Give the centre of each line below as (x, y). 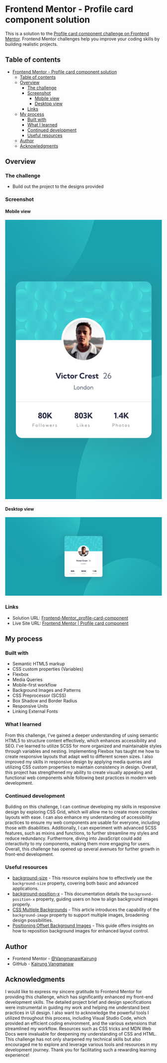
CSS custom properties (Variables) (48, 669)
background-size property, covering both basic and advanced (75, 883)
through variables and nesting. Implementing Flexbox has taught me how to (83, 751)
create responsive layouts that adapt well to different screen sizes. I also (79, 756)
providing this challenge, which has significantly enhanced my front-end (79, 997)
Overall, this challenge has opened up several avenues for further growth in (83, 849)
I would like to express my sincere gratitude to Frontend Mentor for (74, 991)
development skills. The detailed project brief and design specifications (78, 1002)
